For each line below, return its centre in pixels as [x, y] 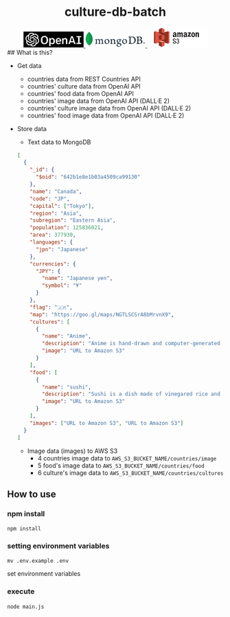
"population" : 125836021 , [67, 228]
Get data [29, 65]
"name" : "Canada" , [56, 191]
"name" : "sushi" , [67, 387]
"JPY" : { [48, 271]
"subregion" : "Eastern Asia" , [73, 220]
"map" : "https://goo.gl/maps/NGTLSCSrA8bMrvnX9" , [102, 314]
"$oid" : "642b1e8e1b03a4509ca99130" [88, 177]
